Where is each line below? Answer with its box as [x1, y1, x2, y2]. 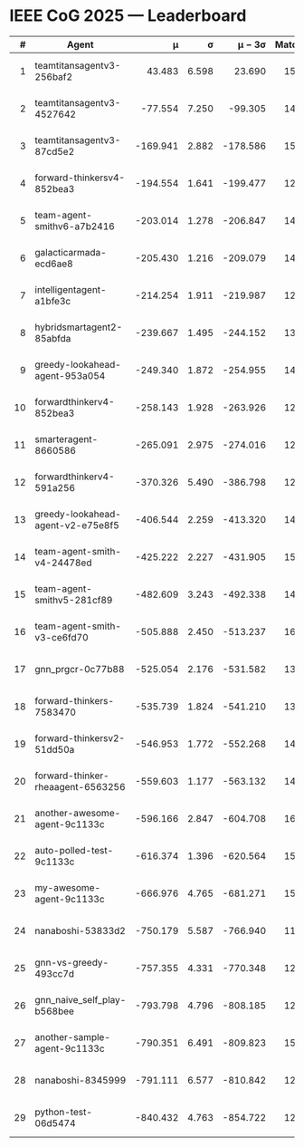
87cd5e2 [34, 145, 75, 158]
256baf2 [34, 70, 73, 82]
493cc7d [34, 967, 75, 979]
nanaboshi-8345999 [34, 1074, 127, 1086]
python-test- [34, 1105, 93, 1118]
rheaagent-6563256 [34, 780, 126, 793]
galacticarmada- [34, 246, 107, 258]
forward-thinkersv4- [34, 171, 125, 184]
